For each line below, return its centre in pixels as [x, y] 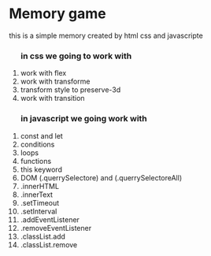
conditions [37, 144]
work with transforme [55, 82]
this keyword [41, 169]
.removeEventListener [56, 228]
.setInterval [39, 211]
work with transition [52, 98]
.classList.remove [49, 244]
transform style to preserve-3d [70, 90]
